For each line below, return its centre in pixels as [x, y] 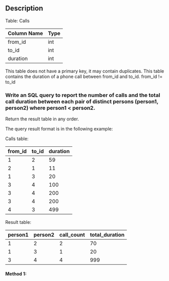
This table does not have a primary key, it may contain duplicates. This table [85, 71]
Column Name [25, 33]
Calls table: [17, 139]
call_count [72, 235]
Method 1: [16, 274]
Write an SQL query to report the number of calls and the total [83, 95]
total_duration [107, 235]
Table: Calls [18, 20]
